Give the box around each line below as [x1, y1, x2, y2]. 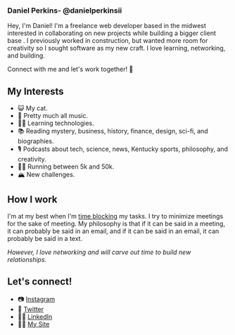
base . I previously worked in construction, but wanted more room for [7, 37, 208, 45]
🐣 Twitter [17, 305, 44, 313]
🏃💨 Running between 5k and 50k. [17, 162, 115, 171]
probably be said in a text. [7, 234, 83, 242]
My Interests [7, 85, 64, 97]
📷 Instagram [17, 294, 55, 303]
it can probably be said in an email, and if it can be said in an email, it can [7, 227, 220, 235]
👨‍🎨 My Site [17, 320, 50, 328]
